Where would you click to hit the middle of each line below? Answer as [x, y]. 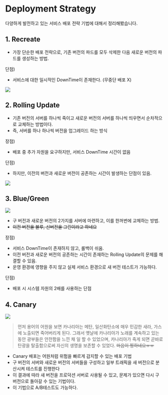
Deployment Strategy [51, 9]
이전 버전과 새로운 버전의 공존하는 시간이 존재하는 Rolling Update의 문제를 [85, 254]
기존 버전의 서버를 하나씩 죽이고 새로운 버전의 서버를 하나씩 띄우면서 [79, 118]
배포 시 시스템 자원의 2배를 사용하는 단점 [52, 289]
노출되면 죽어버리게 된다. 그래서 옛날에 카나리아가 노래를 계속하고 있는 [91, 333]
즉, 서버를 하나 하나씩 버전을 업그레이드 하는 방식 [60, 130]
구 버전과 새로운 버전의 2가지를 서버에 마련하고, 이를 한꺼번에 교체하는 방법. [86, 221]
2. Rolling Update [33, 105]
